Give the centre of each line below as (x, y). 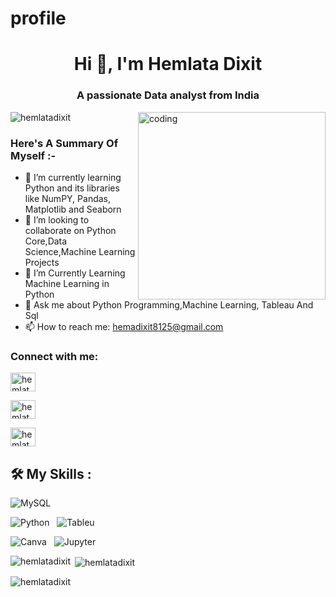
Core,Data (46, 241)
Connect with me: (54, 356)
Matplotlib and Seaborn (73, 209)
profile (38, 18)
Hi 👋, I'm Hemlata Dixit (168, 64)
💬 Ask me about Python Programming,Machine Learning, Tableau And (169, 304)
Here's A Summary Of (64, 143)
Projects (42, 262)
